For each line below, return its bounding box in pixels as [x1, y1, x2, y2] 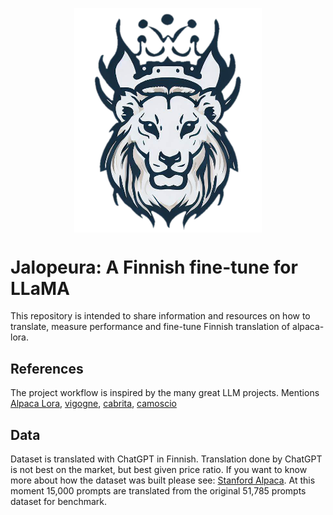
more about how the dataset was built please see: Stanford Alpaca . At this [10, 474, 316, 487]
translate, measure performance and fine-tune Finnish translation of [10, 321, 291, 333]
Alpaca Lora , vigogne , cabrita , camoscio [10, 398, 177, 410]
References [10, 360, 84, 377]
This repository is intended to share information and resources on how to [10, 310, 311, 322]
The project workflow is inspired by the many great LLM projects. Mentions [10, 387, 320, 399]
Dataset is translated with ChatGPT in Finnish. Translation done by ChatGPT [10, 453, 323, 465]
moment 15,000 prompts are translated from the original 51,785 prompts [10, 485, 307, 497]
